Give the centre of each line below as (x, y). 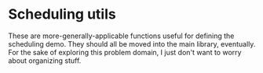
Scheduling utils (62, 14)
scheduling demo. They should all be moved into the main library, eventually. (132, 43)
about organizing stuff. (45, 61)
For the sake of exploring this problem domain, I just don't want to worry (125, 52)
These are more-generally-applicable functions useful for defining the (121, 36)
